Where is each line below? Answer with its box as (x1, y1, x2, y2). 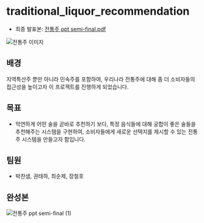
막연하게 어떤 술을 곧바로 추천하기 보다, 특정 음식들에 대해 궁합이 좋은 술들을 (15, 120, 197, 127)
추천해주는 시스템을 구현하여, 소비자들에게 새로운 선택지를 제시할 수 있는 (15, 127, 187, 135)
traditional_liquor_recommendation (6, 4, 190, 18)
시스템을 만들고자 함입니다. (21, 135, 86, 143)
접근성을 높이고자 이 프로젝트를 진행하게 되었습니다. (6, 83, 129, 90)
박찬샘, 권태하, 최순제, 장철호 (15, 173, 84, 180)
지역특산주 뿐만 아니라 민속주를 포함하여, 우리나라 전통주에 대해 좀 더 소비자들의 (6, 75, 195, 83)
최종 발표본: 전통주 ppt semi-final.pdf (15, 25, 106, 32)
